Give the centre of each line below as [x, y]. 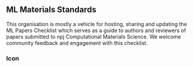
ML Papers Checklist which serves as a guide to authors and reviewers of [96, 30]
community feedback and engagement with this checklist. [77, 43]
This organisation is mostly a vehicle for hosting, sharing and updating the [96, 24]
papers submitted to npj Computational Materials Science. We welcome [94, 36]
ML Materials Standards [51, 10]
